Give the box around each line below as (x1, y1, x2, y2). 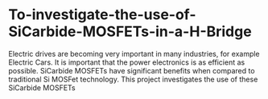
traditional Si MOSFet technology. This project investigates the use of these (8, 74, 258, 84)
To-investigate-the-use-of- (8, 6, 196, 24)
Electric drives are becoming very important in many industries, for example (8, 49, 260, 58)
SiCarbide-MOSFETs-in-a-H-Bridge (8, 22, 252, 41)
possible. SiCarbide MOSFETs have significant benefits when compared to (8, 65, 255, 75)
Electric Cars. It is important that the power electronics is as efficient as (8, 57, 245, 67)
